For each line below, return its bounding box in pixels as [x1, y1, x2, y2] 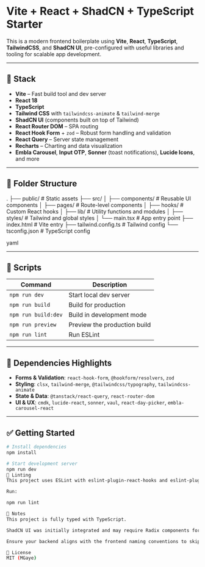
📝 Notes [6, 511, 26, 517]
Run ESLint [68, 331, 100, 339]
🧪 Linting [6, 472, 32, 478]
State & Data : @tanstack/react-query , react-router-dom [15, 392, 155, 400]
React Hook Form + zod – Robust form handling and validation [15, 129, 171, 136]
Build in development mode [68, 310, 147, 319]
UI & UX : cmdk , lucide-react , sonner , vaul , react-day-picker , [15, 399, 167, 406]
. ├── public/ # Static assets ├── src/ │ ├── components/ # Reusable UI [6, 194, 191, 202]
